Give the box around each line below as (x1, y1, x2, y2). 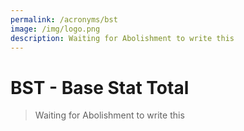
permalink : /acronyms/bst (10, 14, 118, 25)
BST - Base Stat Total (10, 76, 190, 99)
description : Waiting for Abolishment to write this (10, 33, 235, 43)
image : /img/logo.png (10, 24, 101, 34)
